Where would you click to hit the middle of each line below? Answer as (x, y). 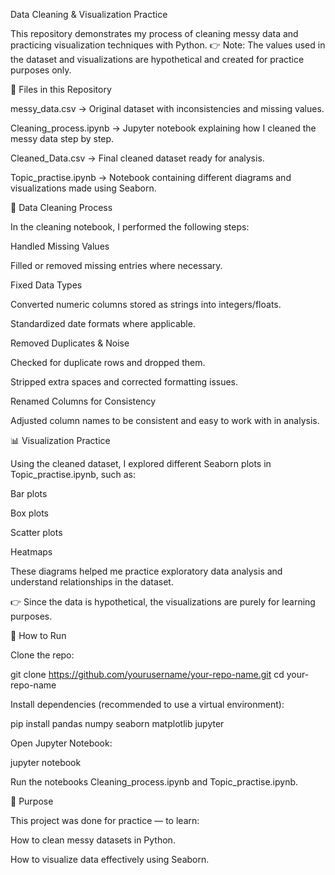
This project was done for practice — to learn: (105, 820)
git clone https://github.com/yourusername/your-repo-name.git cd (147, 674)
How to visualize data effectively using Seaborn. (110, 859)
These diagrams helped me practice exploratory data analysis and (146, 571)
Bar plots (29, 493)
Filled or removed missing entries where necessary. (116, 265)
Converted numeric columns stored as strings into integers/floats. (146, 304)
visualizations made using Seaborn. (83, 188)
